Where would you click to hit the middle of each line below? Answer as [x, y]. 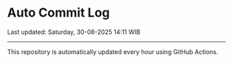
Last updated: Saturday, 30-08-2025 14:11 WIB [74, 32]
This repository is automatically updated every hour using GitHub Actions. [113, 52]
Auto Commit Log [59, 13]
